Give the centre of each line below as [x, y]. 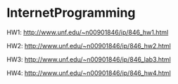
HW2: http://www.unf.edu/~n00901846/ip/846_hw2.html [89, 45]
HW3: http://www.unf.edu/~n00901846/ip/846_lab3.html [89, 59]
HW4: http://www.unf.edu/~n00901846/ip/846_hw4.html [89, 73]
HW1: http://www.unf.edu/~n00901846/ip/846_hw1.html [88, 32]
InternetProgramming [71, 13]
